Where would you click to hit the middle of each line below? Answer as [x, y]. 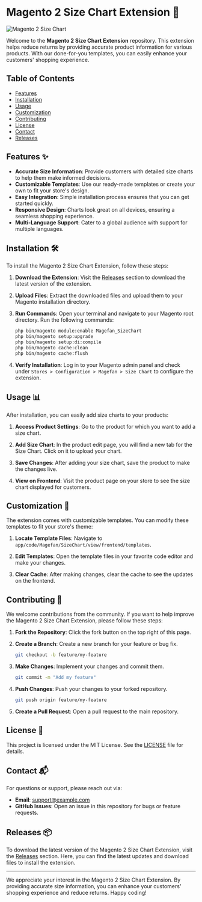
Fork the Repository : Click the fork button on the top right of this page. [103, 632]
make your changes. [40, 563]
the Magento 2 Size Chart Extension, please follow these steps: [85, 621]
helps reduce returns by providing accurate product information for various [99, 47]
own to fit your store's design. [52, 190]
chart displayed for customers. [53, 487]
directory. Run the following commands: [64, 320]
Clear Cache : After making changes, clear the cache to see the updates [104, 574]
